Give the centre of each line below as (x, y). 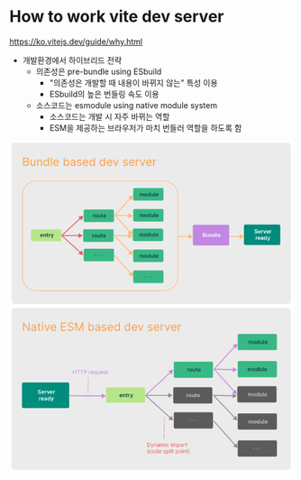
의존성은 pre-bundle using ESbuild (99, 71)
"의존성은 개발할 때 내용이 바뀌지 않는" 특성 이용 (133, 82)
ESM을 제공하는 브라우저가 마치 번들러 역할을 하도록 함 (146, 127)
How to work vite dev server (117, 17)
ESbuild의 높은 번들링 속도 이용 (104, 94)
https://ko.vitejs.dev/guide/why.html (76, 42)
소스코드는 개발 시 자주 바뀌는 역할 (109, 116)
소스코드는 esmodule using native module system (127, 105)
